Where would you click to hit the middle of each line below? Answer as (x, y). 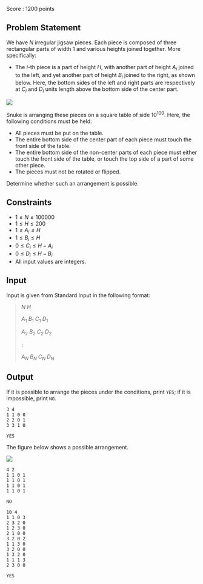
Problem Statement (44, 28)
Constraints (29, 203)
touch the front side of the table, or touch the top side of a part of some (104, 159)
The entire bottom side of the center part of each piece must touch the (103, 139)
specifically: (21, 55)
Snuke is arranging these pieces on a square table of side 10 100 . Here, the (98, 114)
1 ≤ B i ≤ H (28, 239)
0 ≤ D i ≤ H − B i (34, 254)
